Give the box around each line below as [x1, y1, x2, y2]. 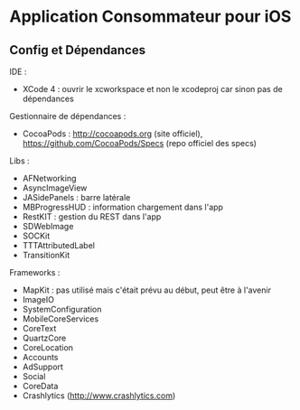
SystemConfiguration [22, 304, 102, 314]
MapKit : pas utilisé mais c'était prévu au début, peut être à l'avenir [22, 284, 271, 295]
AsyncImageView [22, 182, 88, 193]
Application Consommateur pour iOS [9, 6, 292, 27]
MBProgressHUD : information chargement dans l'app [22, 201, 224, 212]
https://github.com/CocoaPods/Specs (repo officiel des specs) [22, 138, 258, 148]
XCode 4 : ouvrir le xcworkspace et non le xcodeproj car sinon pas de [22, 84, 283, 94]
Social [22, 371, 46, 381]
